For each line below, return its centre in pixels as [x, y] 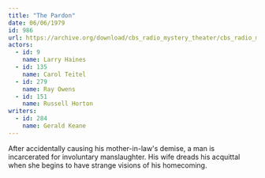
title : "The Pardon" [42, 15]
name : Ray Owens [49, 89]
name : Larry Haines [54, 60]
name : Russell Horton [58, 104]
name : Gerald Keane [54, 126]
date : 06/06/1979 [37, 23]
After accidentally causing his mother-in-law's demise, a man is [112, 148]
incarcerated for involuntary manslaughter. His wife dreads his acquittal [124, 157]
